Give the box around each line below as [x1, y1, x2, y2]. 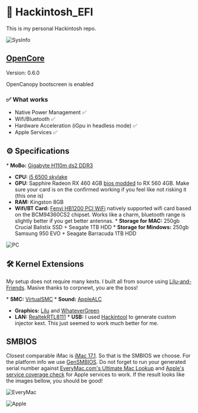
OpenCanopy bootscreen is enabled [6, 80, 94, 87]
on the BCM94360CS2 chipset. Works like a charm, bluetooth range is [14, 211, 186, 218]
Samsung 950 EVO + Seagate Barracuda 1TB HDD [14, 230, 137, 237]
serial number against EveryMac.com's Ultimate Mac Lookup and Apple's [6, 365, 184, 372]
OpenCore [6, 53, 45, 64]
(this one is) [14, 192, 44, 199]
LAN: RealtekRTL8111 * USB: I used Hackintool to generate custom [14, 313, 176, 320]
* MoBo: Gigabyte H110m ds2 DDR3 [6, 162, 93, 169]
